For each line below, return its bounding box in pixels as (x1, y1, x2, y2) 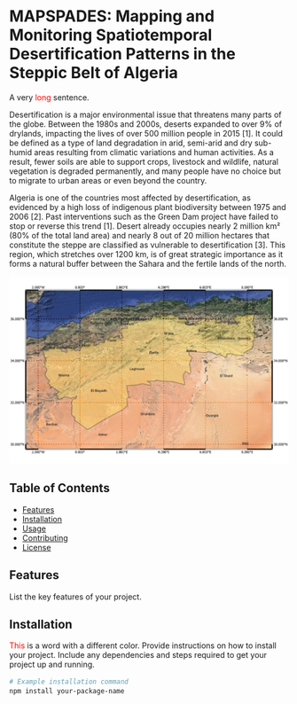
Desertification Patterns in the (9, 44, 237, 64)
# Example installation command (9, 677, 129, 686)
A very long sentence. (9, 91, 90, 103)
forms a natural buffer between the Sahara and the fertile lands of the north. (9, 258, 286, 269)
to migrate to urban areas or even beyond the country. (9, 175, 207, 185)
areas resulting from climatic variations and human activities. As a (34, 146, 275, 157)
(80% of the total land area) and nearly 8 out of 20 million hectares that (9, 230, 270, 240)
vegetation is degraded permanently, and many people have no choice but (9, 166, 281, 176)
